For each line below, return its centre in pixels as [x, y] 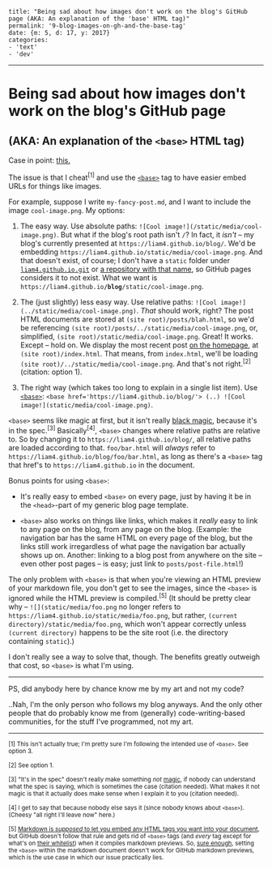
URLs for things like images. [55, 185]
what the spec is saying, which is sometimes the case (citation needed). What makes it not [134, 786]
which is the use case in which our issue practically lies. [86, 857]
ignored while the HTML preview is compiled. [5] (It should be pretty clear [130, 597]
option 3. [21, 751]
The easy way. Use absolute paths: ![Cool [90, 226]
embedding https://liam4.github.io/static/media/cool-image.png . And [141, 252]
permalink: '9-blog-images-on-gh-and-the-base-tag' [97, 26]
